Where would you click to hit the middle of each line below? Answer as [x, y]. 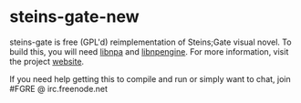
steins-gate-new [74, 17]
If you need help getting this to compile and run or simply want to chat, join [150, 78]
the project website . [47, 61]
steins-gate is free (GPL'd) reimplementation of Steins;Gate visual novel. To [150, 42]
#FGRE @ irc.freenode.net [58, 88]
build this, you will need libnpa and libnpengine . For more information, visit [149, 51]
